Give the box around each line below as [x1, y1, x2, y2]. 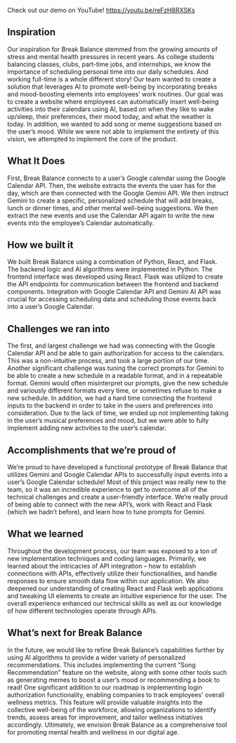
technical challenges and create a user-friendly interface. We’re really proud [7, 493, 228, 502]
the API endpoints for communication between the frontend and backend [7, 280, 219, 288]
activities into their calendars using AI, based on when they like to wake [7, 105, 214, 113]
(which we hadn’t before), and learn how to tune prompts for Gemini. [7, 508, 206, 516]
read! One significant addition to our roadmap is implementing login [7, 682, 202, 692]
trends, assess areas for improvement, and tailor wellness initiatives [7, 713, 204, 721]
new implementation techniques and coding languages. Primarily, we [7, 554, 206, 562]
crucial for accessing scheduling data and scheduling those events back [7, 295, 217, 303]
